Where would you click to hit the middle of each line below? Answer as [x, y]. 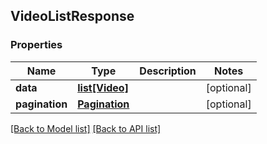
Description [168, 71]
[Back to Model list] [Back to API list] [86, 128]
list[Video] [103, 87]
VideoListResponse [72, 16]
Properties [36, 45]
